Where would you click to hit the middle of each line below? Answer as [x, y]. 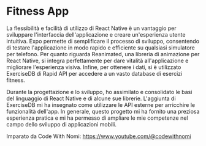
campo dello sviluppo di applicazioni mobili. [62, 124]
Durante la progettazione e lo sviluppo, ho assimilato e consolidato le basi [99, 92]
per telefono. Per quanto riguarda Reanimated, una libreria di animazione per [103, 54]
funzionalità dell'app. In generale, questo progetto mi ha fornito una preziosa [103, 111]
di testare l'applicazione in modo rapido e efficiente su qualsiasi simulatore [101, 48]
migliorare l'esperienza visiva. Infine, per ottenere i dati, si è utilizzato [94, 67]
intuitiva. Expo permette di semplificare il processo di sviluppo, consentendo [103, 41]
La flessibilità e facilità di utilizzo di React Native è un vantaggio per [91, 28]
